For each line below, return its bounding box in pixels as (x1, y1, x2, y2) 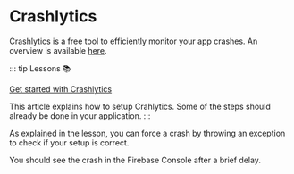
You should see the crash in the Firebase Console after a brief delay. (9, 154, 262, 165)
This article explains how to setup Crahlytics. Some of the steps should (9, 101, 271, 112)
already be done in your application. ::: (9, 110, 151, 121)
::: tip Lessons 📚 (9, 62, 71, 73)
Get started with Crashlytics (9, 83, 113, 95)
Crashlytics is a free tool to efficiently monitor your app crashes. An (9, 36, 258, 46)
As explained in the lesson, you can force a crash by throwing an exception (9, 128, 286, 138)
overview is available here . (9, 45, 107, 55)
